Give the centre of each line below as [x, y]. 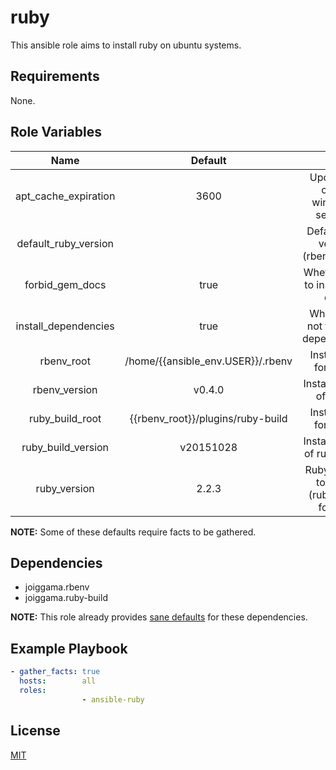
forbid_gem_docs [65, 284]
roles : [33, 690]
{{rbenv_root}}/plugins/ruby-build [208, 418]
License [35, 731]
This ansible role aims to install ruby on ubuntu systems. [126, 45]
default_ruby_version [65, 243]
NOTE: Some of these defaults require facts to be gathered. [133, 532]
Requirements [55, 76]
